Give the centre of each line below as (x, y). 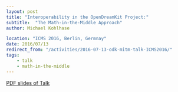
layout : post (22, 11)
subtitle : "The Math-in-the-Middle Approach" (64, 22)
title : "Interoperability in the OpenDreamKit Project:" (78, 17)
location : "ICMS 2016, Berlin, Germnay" (57, 39)
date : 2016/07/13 (27, 44)
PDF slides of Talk (28, 83)
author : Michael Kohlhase (38, 28)
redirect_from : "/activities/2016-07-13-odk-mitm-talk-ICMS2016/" (89, 50)
